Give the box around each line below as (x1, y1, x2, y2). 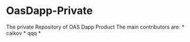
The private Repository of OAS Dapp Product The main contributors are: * (6, 23, 185, 30)
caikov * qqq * (6, 29, 41, 36)
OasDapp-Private (6, 4, 93, 17)
